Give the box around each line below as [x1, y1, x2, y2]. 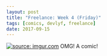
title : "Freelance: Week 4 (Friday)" [6, 15, 102, 21]
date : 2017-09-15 [6, 26, 50, 32]
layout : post [6, 9, 39, 15]
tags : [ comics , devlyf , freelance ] [6, 20, 96, 26]
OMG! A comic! [60, 43, 99, 50]
